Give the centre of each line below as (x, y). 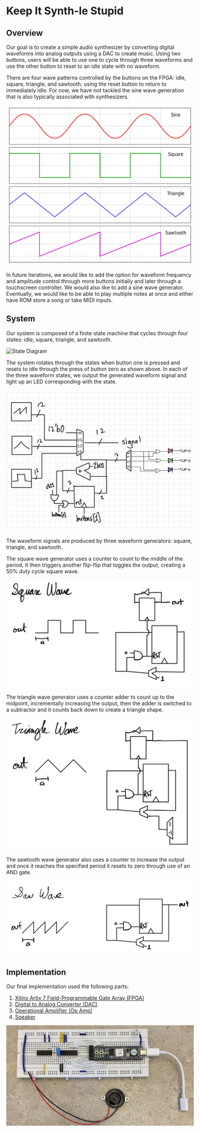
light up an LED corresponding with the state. (62, 381)
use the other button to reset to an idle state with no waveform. (83, 66)
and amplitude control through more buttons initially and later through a (94, 281)
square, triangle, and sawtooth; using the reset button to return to (86, 84)
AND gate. (19, 873)
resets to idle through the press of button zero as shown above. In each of (97, 369)
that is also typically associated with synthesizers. (68, 97)
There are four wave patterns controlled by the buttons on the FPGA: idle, (96, 78)
